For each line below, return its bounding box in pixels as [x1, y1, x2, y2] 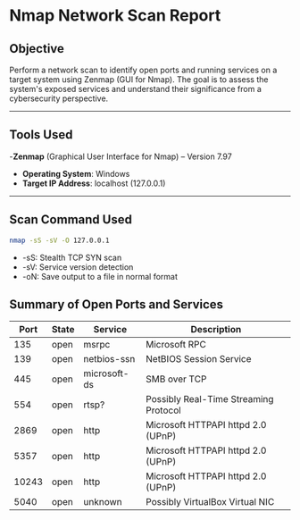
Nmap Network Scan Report [9, 5, 221, 26]
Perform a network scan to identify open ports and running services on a [9, 64, 278, 75]
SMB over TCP [146, 373, 207, 385]
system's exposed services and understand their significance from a [9, 84, 262, 94]
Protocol [146, 404, 181, 416]
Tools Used [9, 127, 73, 143]
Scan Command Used [9, 212, 132, 228]
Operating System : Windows [21, 168, 130, 179]
